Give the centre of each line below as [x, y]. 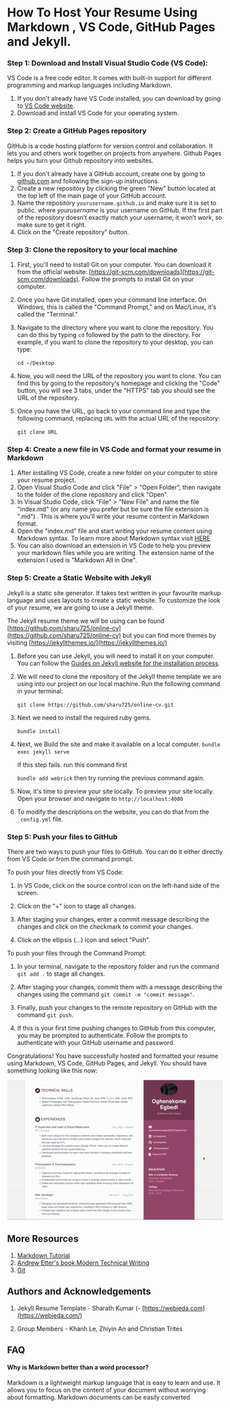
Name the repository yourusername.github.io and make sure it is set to [117, 203]
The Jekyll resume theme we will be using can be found [86, 621]
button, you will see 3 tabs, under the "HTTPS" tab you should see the [116, 391]
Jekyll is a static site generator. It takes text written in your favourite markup [114, 593]
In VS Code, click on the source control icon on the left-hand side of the [118, 885]
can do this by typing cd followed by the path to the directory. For [109, 335]
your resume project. [47, 480]
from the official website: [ [54, 272]
